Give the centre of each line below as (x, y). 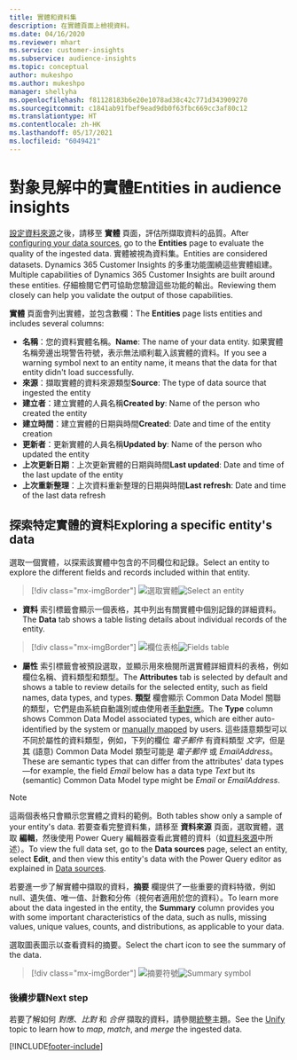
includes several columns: (57, 323)
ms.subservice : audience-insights (73, 59)
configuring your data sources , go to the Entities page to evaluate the (137, 243)
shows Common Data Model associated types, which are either (138, 718)
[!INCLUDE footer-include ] (56, 1046)
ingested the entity (56, 392)
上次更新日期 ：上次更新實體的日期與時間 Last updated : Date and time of (153, 464)
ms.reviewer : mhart (45, 42)
